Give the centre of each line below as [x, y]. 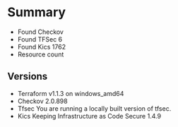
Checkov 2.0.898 [43, 101]
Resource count [41, 54]
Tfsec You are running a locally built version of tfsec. [94, 108]
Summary [36, 12]
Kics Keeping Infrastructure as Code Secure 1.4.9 [89, 116]
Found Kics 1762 [41, 47]
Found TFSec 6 [40, 39]
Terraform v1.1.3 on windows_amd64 [71, 93]
